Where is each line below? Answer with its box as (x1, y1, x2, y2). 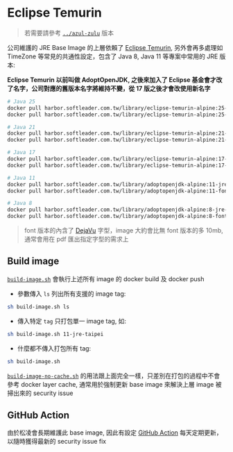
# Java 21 (7, 124, 36, 131)
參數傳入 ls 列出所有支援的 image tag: (17, 290, 126, 298)
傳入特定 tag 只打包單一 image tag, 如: (17, 317, 127, 325)
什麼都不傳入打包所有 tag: (17, 344, 92, 352)
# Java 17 (7, 149, 36, 156)
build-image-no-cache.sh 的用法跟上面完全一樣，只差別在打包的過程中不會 (7, 371, 221, 380)
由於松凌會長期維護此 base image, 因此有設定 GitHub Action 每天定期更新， (7, 428, 223, 437)
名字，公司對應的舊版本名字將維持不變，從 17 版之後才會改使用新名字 (12, 84, 211, 92)
